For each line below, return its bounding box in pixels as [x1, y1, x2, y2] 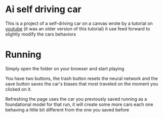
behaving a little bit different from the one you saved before [5, 106, 130, 112]
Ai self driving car [5, 4, 82, 15]
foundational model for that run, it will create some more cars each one [5, 101, 153, 107]
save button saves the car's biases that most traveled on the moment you [5, 81, 158, 87]
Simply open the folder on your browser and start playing [5, 65, 125, 71]
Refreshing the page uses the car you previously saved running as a [5, 96, 147, 102]
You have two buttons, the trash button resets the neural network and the [5, 75, 158, 82]
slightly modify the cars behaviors [5, 31, 76, 37]
